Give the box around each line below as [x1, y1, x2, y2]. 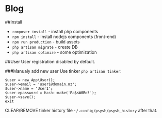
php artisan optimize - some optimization [12, 49, 97, 55]
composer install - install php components [12, 28, 98, 34]
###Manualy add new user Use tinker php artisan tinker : [5, 68, 122, 74]
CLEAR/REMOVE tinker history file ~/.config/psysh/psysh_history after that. [5, 107, 158, 113]
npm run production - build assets [12, 39, 80, 44]
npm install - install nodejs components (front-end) [12, 34, 116, 39]
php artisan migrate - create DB [12, 44, 78, 50]
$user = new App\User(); [5, 78, 55, 82]
